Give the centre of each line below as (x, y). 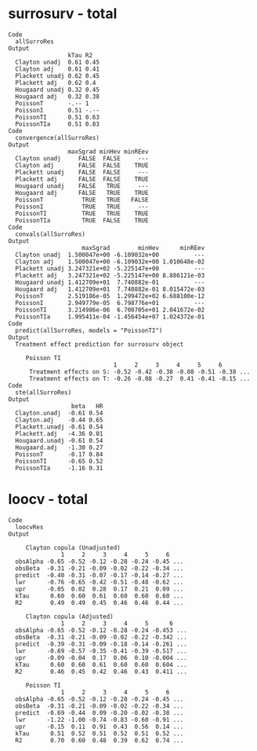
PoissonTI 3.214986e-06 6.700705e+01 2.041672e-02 (110, 310)
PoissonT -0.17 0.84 (59, 454)
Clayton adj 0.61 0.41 (58, 69)
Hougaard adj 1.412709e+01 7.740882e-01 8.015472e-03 (110, 289)
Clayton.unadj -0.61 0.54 (59, 413)
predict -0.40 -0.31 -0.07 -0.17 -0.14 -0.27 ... (100, 575)
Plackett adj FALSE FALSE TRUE (82, 179)
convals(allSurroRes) (51, 234)
